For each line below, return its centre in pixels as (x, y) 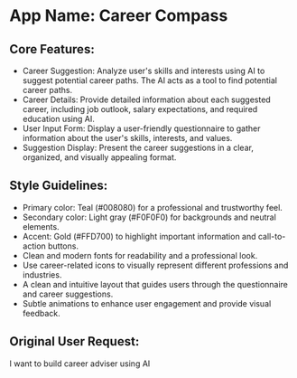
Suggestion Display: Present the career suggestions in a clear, (138, 147)
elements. (41, 226)
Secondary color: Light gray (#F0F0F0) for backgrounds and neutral (149, 217)
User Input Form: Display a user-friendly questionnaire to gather (141, 128)
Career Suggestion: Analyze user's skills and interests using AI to (144, 71)
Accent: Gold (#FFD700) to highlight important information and (139, 236)
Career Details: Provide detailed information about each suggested (146, 99)
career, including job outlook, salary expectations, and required (140, 109)
